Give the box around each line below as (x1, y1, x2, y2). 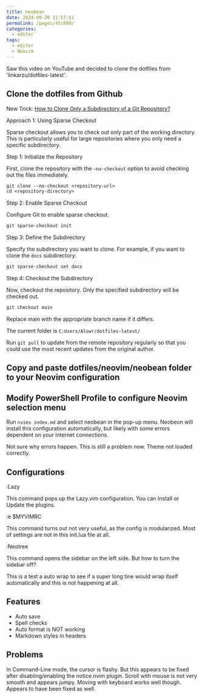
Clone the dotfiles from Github (6, 89, 123, 99)
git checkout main (6, 305, 53, 311)
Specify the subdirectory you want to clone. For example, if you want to (6, 246, 185, 253)
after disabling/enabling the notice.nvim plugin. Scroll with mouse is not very (6, 672, 198, 679)
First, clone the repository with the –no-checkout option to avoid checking (6, 165, 189, 172)
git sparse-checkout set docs (6, 264, 83, 270)
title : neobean (6, 8, 45, 15)
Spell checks (15, 619, 47, 627)
